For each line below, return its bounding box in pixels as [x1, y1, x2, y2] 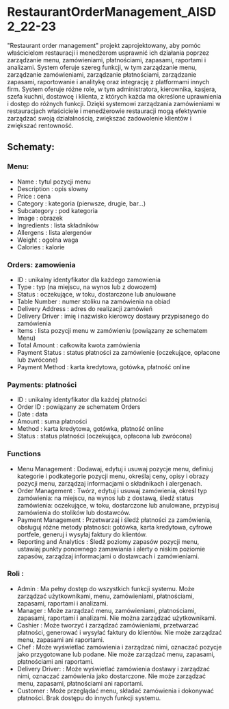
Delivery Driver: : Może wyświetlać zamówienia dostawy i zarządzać [16, 664, 211, 673]
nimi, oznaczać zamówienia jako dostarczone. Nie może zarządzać [16, 672, 206, 680]
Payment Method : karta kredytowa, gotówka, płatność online [16, 362, 190, 371]
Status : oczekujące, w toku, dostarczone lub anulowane [16, 290, 176, 298]
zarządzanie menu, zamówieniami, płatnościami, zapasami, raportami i [7, 55, 206, 64]
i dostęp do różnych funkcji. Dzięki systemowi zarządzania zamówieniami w [7, 99, 221, 108]
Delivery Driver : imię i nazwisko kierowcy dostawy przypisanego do [16, 312, 210, 320]
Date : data [16, 410, 49, 419]
